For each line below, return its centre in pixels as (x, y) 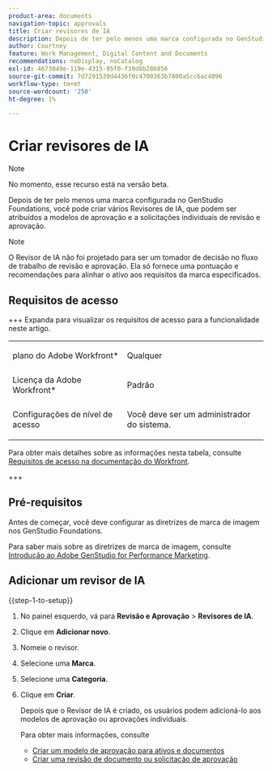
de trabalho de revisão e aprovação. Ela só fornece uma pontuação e (123, 266)
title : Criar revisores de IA (59, 31)
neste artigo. (30, 328)
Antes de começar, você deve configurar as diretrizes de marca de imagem (134, 522)
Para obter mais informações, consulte (85, 735)
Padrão (140, 385)
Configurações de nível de (63, 414)
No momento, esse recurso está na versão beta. (89, 184)
